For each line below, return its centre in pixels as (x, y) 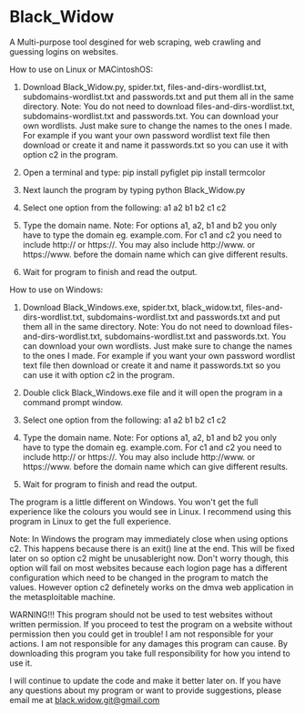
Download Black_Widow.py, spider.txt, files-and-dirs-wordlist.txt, (144, 87)
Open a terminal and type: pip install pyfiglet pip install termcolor (144, 172)
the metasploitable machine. (62, 597)
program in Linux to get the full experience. (90, 521)
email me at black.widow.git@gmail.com (85, 699)
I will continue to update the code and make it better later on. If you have (145, 680)
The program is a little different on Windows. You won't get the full (134, 502)
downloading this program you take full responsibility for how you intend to (150, 653)
